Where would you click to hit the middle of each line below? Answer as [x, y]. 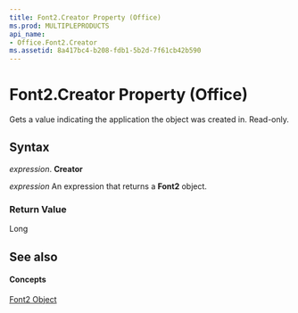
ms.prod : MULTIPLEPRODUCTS [59, 26]
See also [33, 256]
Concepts [28, 280]
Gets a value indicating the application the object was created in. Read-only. [149, 119]
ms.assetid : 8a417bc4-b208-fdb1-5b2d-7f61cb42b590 [105, 51]
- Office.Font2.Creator [54, 42]
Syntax [29, 148]
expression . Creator [46, 169]
